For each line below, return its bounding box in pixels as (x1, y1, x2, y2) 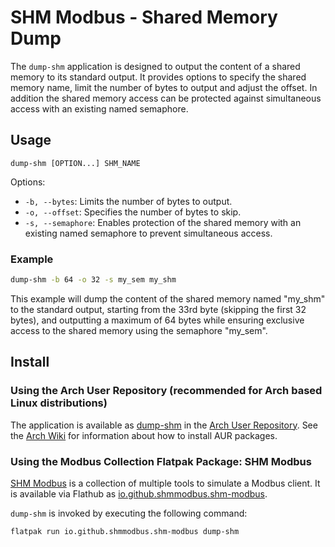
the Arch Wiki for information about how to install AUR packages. (10, 429, 278, 441)
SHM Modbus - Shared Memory (10, 6, 278, 29)
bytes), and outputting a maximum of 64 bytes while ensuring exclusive (10, 314, 305, 326)
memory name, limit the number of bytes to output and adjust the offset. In (10, 81, 318, 93)
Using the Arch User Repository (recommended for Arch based (10, 384, 323, 398)
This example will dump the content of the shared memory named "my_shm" (10, 292, 326, 305)
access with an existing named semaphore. (10, 102, 189, 115)
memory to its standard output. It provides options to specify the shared (10, 71, 307, 83)
